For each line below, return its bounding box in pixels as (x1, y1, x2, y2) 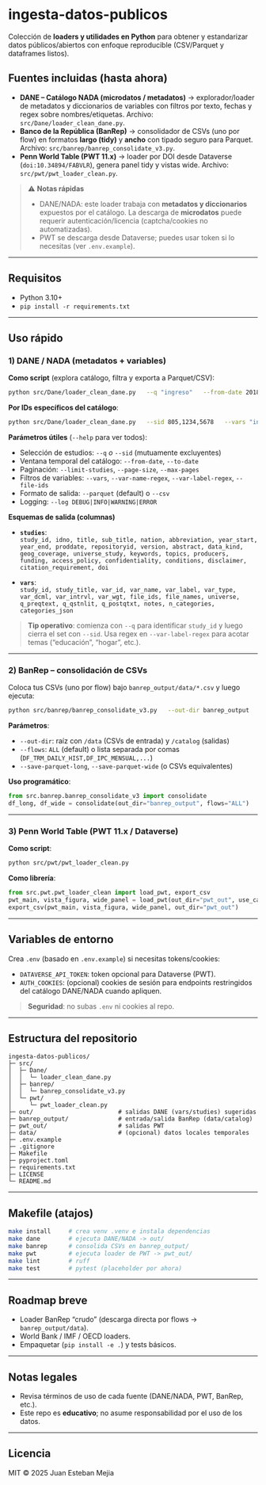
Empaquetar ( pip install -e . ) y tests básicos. (19, 1340, 177, 1349)
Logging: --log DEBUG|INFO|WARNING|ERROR (19, 497, 158, 506)
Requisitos (8, 272, 62, 285)
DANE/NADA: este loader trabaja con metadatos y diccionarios (39, 199, 248, 208)
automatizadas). (39, 224, 93, 234)
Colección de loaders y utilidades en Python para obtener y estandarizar (8, 32, 249, 41)
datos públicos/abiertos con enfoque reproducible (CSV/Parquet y (8, 40, 224, 49)
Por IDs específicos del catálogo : (8, 403, 119, 413)
